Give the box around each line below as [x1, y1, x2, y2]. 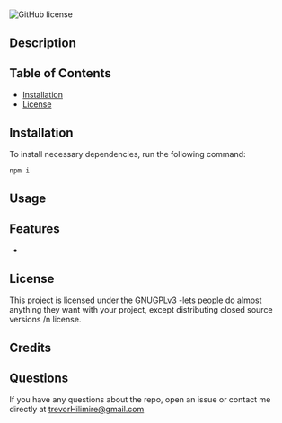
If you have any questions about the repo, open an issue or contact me [9, 394, 271, 405]
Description [9, 35, 76, 50]
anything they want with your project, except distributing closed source [9, 304, 273, 315]
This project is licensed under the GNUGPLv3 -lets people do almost [9, 295, 262, 305]
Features [9, 221, 60, 236]
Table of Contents [9, 66, 112, 81]
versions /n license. [9, 314, 82, 325]
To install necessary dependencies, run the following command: [9, 149, 246, 160]
